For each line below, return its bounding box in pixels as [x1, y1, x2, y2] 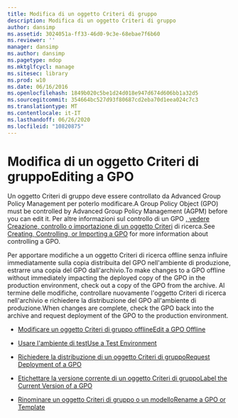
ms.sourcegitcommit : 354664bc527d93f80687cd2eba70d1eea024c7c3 [7, 97, 199, 104]
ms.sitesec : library [7, 70, 69, 77]
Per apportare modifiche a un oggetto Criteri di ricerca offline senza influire [7, 251, 228, 259]
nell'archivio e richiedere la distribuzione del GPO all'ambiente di [7, 296, 197, 305]
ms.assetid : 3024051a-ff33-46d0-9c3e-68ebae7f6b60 [7, 30, 161, 38]
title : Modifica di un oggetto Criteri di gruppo [7, 10, 158, 18]
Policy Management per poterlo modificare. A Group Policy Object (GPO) [7, 200, 219, 208]
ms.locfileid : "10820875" [7, 122, 84, 130]
